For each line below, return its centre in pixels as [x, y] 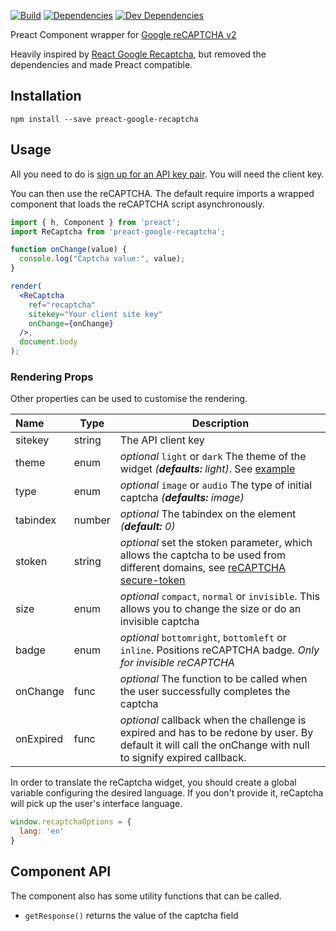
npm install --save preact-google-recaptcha [104, 119]
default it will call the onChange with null [214, 745]
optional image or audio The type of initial [216, 485]
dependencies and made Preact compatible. [101, 64]
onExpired [39, 739]
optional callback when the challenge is [213, 720]
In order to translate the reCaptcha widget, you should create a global [153, 782]
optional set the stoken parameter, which [216, 543]
